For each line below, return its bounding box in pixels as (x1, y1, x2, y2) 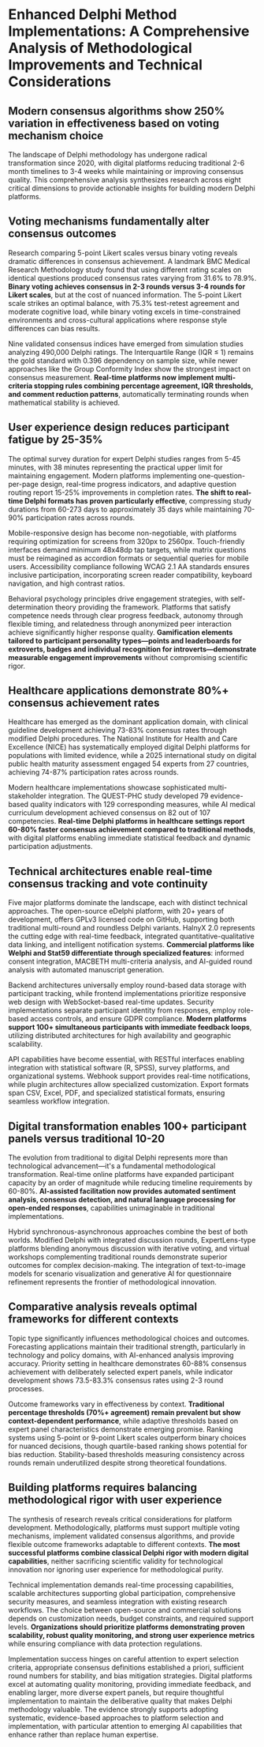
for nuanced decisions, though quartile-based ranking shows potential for (8, 1441, 248, 1451)
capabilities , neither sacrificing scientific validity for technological (8, 1556, 223, 1566)
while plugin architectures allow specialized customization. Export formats (8, 1080, 250, 1089)
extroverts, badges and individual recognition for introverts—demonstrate (8, 644, 257, 654)
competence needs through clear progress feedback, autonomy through (8, 610, 244, 620)
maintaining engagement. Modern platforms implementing (8, 470, 197, 480)
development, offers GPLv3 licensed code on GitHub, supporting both (8, 915, 235, 924)
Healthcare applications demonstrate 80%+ (8, 684, 229, 697)
